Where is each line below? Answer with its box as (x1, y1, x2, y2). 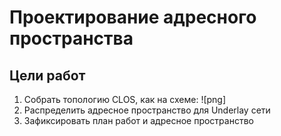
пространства (9, 27, 134, 50)
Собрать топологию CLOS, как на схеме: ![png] (23, 94, 227, 105)
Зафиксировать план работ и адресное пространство (23, 115, 254, 126)
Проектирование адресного (9, 6, 257, 29)
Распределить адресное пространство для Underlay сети (23, 104, 271, 116)
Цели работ (9, 67, 86, 84)
